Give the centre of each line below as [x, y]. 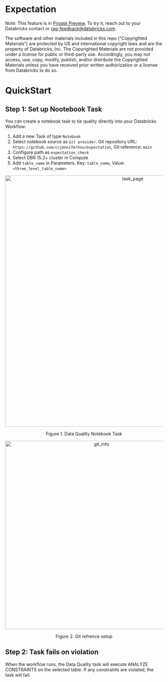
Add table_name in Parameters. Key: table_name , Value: [68, 163]
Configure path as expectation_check [50, 152]
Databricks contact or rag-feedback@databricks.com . [61, 28]
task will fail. [18, 675]
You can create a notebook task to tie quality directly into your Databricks [81, 121]
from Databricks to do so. [31, 70]
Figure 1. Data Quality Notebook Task [84, 434]
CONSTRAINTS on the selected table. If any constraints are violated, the [79, 669]
